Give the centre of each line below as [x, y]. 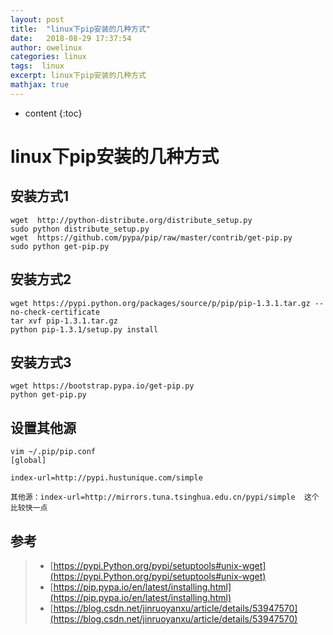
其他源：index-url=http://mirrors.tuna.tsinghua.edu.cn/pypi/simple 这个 [165, 497]
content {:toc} [53, 113]
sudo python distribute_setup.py [80, 229]
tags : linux [37, 66]
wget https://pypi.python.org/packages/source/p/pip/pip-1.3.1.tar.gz [160, 303]
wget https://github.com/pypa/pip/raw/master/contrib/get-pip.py [151, 237]
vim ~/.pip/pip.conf [53, 452]
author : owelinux [46, 47]
